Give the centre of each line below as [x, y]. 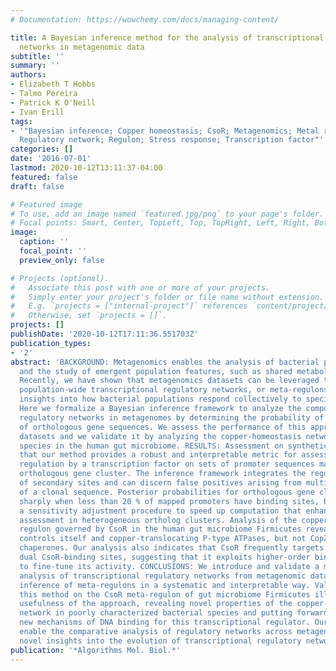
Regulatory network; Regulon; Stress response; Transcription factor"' [172, 140]
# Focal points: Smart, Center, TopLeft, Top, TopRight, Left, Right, [160, 223]
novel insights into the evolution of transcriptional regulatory [160, 641]
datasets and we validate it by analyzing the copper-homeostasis [160, 436]
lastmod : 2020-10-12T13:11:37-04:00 [86, 168]
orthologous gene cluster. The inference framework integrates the [163, 474]
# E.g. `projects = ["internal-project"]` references [129, 306]
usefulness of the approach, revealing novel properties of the [156, 604]
